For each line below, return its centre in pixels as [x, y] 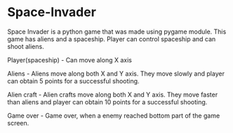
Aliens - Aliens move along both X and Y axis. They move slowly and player [116, 73]
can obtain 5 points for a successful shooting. [73, 80]
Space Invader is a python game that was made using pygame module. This [117, 31]
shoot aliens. [26, 46]
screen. [18, 122]
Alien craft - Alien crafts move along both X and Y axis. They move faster [113, 94]
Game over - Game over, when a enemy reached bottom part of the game [114, 115]
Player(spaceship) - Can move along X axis [69, 59]
